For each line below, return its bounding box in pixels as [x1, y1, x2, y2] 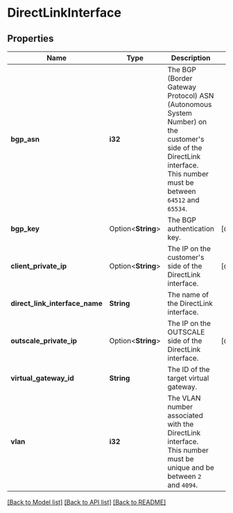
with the [167, 419, 194, 429]
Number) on [167, 117, 207, 127]
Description [171, 54, 211, 63]
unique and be [167, 463, 215, 472]
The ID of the [167, 365, 210, 374]
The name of [167, 290, 209, 300]
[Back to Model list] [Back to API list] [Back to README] [7, 498, 166, 506]
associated [167, 411, 203, 420]
